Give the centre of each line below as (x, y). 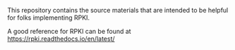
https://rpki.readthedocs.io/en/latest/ (61, 39)
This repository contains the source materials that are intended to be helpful (118, 10)
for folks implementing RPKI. (49, 18)
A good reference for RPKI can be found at (70, 31)
